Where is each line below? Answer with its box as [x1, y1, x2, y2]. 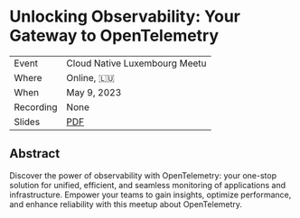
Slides [14, 115, 41, 128]
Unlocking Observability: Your [9, 6, 241, 27]
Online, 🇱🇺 [66, 71, 115, 84]
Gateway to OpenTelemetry [9, 25, 220, 46]
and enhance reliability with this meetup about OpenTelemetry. [9, 198, 242, 209]
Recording [14, 101, 58, 114]
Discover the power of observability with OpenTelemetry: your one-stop [9, 169, 277, 181]
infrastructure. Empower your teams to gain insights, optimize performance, [9, 189, 292, 200]
